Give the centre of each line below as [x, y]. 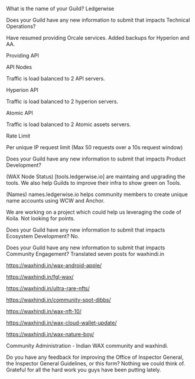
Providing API [23, 55]
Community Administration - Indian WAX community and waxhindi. [87, 346]
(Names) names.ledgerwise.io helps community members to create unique [97, 194]
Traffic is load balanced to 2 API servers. [56, 78]
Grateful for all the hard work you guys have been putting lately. [84, 370]
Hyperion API [22, 90]
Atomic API [20, 113]
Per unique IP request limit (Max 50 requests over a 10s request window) [95, 147]
